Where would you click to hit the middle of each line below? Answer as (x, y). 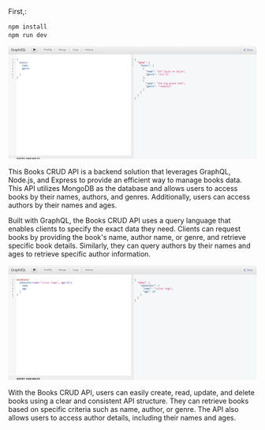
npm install (28, 27)
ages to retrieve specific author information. (80, 254)
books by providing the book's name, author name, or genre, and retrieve (127, 237)
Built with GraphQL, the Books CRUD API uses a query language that (119, 221)
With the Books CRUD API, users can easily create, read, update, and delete (131, 393)
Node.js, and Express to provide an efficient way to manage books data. (125, 180)
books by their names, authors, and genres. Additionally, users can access (129, 197)
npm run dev (28, 35)
